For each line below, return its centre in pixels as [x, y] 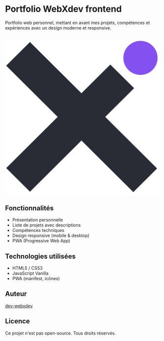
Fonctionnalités [29, 208]
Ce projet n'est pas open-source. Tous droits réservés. [61, 333]
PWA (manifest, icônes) [36, 278]
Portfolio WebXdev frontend [63, 9]
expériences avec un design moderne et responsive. [58, 28]
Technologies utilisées [41, 256]
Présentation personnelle [38, 220]
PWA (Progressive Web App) [41, 241]
